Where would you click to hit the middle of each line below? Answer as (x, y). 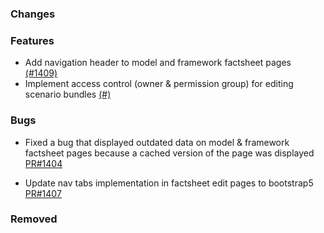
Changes (33, 14)
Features (32, 40)
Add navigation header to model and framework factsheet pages (158, 63)
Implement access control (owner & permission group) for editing (159, 84)
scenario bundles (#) (68, 94)
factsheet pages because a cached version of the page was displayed (169, 153)
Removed (34, 219)
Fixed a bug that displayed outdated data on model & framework (157, 142)
